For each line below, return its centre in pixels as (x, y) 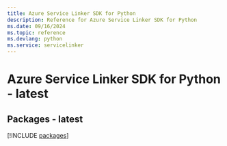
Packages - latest (45, 119)
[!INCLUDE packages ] (38, 135)
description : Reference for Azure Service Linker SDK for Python (102, 20)
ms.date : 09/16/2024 (37, 26)
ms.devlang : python (35, 39)
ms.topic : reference (37, 33)
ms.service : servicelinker (45, 45)
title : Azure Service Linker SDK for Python (71, 13)
